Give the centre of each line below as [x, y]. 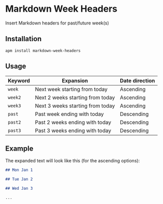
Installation [23, 39]
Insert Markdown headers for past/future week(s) [57, 23]
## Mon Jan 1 [19, 170]
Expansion [75, 80]
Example [19, 148]
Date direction [137, 80]
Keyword [19, 80]
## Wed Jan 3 [19, 189]
